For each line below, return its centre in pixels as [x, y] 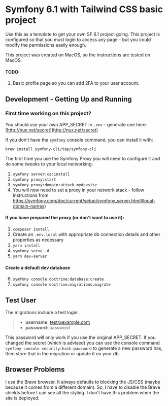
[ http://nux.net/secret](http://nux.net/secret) [52, 130]
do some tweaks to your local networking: [49, 164]
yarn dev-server [30, 257]
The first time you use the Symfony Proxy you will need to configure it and [83, 158]
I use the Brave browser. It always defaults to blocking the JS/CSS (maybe [83, 382]
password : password [47, 328]
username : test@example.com [58, 322]
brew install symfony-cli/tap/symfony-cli [51, 149]
